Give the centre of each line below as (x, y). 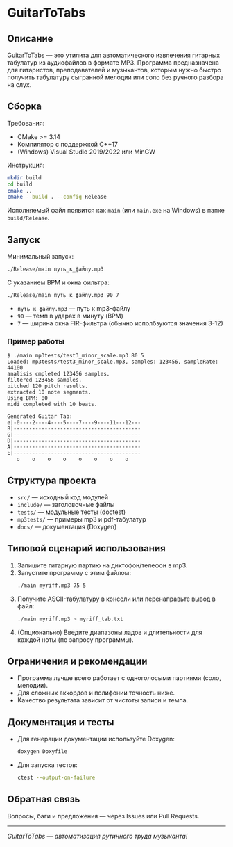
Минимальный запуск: (41, 257)
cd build (20, 184)
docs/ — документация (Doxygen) (67, 526)
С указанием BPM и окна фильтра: (58, 282)
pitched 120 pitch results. (48, 386)
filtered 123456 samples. (44, 380)
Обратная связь (44, 799)
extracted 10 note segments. (49, 392)
